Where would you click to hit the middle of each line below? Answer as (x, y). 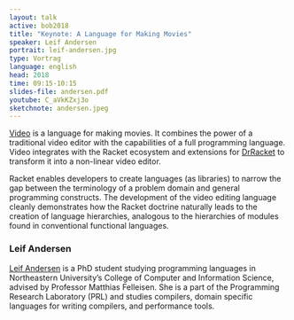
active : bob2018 (39, 26)
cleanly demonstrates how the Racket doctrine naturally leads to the (134, 207)
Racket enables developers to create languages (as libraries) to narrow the (145, 179)
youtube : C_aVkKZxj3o (49, 100)
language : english (43, 67)
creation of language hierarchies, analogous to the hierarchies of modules (144, 216)
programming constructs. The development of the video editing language (143, 198)
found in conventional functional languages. (89, 226)
